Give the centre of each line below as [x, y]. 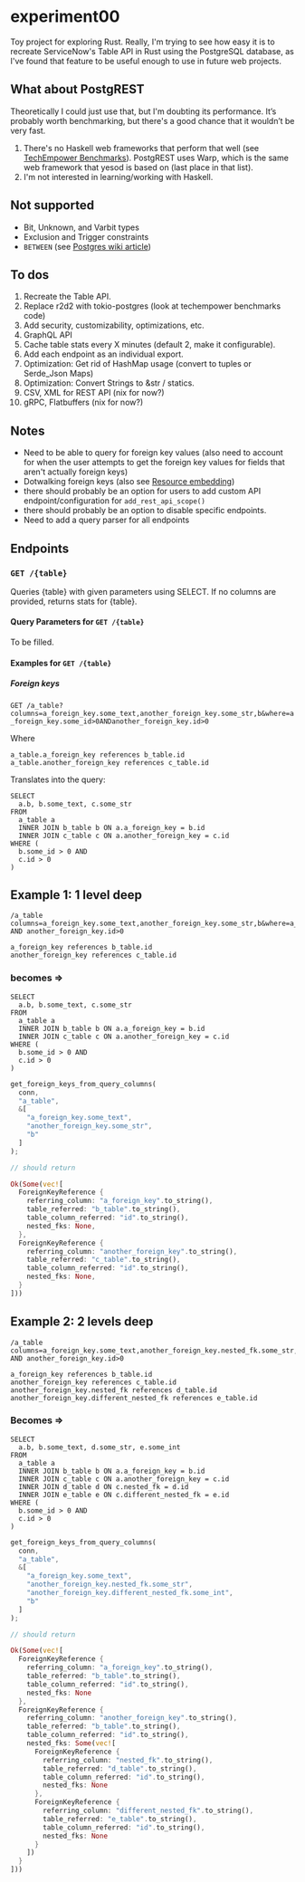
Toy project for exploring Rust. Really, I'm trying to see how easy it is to [143, 42]
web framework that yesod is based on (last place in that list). [138, 167]
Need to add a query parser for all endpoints [106, 520]
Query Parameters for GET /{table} [77, 622]
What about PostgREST [77, 89]
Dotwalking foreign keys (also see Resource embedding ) [129, 482]
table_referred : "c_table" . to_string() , [104, 1260]
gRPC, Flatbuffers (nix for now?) [83, 402]
